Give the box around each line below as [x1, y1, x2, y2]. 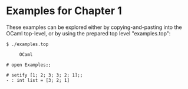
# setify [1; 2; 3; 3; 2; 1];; [6, 72, 83, 78]
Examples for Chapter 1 [6, 4, 122, 18]
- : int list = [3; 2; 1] [6, 77, 70, 83]
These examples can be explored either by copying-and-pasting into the [6, 24, 182, 31]
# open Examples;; [6, 62, 51, 68]
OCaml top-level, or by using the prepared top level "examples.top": [6, 29, 171, 37]
